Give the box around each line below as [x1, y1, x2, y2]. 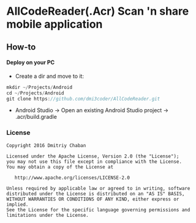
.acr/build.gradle [15, 113, 57, 121]
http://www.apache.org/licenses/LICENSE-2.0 [14, 175, 130, 181]
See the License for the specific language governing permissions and [6, 206, 190, 213]
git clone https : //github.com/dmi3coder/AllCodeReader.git [6, 96, 160, 102]
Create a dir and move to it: [15, 72, 85, 80]
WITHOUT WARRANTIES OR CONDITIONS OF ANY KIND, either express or [6, 196, 179, 202]
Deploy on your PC [6, 59, 55, 66]
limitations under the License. [6, 212, 89, 218]
